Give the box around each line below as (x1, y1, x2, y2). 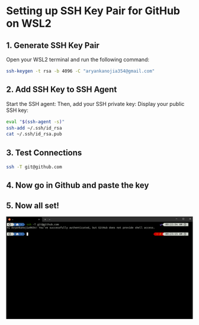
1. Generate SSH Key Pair (6, 40, 99, 50)
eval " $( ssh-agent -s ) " (6, 118, 65, 125)
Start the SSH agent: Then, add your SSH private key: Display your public (6, 100, 185, 107)
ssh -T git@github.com (6, 164, 62, 170)
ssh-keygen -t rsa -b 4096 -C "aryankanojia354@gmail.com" (6, 68, 155, 74)
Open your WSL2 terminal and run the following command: (6, 56, 150, 63)
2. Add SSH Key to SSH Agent (6, 85, 117, 95)
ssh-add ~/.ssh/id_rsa (6, 125, 62, 131)
